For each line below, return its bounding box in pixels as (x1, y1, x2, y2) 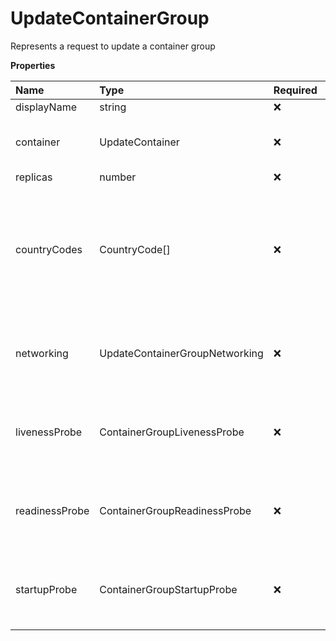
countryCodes (15, 242, 83, 256)
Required (273, 83, 318, 97)
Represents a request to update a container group (10, 40, 216, 52)
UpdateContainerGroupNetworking (99, 346, 264, 360)
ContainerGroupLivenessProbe (99, 425, 245, 439)
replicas (15, 170, 53, 184)
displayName (15, 100, 77, 114)
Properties (10, 59, 56, 71)
